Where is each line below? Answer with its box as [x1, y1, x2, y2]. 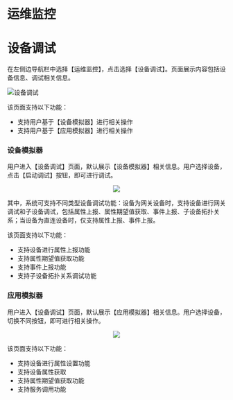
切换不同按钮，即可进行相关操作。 [7, 316, 105, 324]
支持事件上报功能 [17, 263, 67, 271]
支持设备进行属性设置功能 [17, 358, 91, 367]
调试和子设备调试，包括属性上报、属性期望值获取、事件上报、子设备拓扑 [7, 207, 214, 216]
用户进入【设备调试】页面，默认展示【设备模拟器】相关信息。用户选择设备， [7, 162, 226, 171]
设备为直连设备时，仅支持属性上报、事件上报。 [25, 216, 159, 225]
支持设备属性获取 [17, 367, 67, 376]
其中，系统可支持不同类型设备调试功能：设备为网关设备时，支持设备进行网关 [7, 199, 226, 207]
